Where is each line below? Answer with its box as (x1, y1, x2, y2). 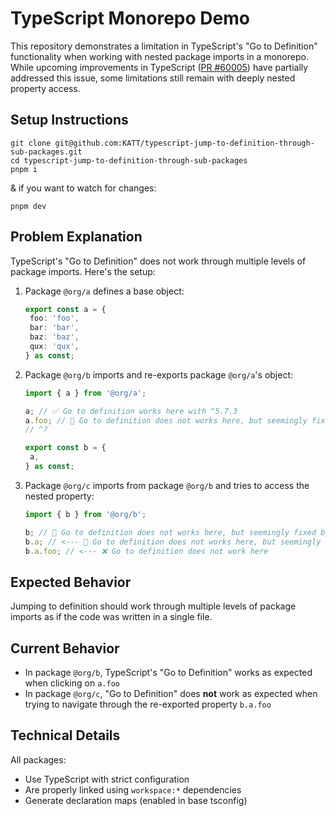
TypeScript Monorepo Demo (10, 7, 250, 30)
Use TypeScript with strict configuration (24, 773, 190, 785)
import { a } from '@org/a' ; (24, 388, 147, 398)
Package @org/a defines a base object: (24, 285, 185, 297)
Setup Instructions (10, 112, 129, 129)
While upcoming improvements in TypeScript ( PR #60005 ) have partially (10, 61, 309, 73)
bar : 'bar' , (29, 323, 80, 333)
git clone (10, 138, 52, 148)
